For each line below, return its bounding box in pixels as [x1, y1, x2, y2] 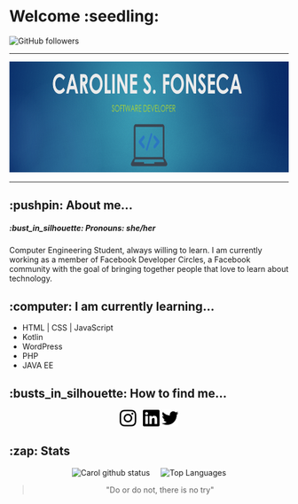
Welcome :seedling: [9, 6, 160, 27]
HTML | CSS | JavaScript [21, 322, 114, 333]
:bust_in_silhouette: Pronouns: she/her [9, 222, 156, 233]
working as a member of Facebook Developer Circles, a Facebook [9, 254, 251, 265]
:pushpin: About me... [9, 198, 133, 213]
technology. [9, 273, 53, 284]
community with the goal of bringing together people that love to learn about [9, 264, 289, 275]
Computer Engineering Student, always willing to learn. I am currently [9, 245, 263, 256]
